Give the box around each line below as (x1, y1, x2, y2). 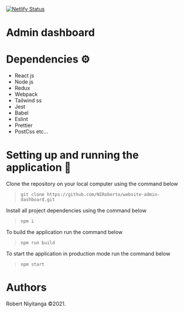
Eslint (14, 116, 28, 123)
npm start (20, 262, 45, 267)
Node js (14, 78, 34, 85)
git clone (20, 192, 45, 198)
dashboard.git (20, 197, 55, 203)
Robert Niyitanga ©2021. (6, 300, 66, 307)
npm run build (20, 240, 55, 246)
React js (14, 72, 35, 79)
